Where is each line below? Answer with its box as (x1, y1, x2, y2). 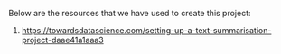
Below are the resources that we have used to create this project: (8, 8, 251, 18)
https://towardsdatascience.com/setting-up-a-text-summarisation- (21, 25, 272, 35)
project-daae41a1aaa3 (21, 35, 105, 45)
